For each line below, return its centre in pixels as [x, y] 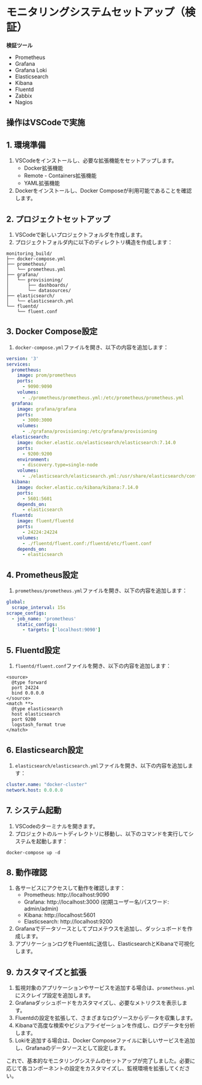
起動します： [52, 841]
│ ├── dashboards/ [37, 285]
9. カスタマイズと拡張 [46, 972]
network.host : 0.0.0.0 [35, 790]
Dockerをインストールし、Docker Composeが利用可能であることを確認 [103, 191]
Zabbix [23, 95]
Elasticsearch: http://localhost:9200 [68, 922]
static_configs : [38, 624]
